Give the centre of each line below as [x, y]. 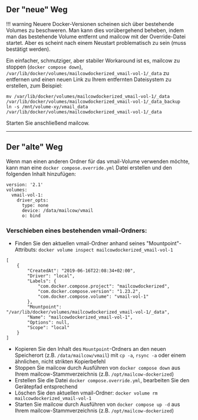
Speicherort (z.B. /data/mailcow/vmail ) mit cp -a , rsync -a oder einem [100, 355]
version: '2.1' [25, 185]
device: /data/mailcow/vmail [57, 210]
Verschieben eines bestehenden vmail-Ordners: [77, 230]
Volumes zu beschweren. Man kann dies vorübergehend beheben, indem [95, 30]
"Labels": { [42, 281]
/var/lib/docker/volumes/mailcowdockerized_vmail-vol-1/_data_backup [93, 102]
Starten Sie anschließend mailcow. [48, 123]
